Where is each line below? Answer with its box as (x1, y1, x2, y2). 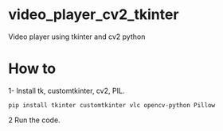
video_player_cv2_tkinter (8, 6, 179, 24)
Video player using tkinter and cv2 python (8, 32, 146, 41)
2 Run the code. (8, 115, 61, 125)
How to (8, 60, 57, 78)
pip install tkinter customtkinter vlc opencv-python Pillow (8, 101, 216, 109)
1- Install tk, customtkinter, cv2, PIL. (8, 86, 125, 95)
